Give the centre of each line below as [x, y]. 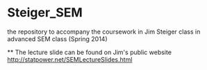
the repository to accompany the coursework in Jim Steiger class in [104, 32]
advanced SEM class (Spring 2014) [57, 38]
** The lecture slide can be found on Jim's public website [90, 52]
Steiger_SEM [45, 13]
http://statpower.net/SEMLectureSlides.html [70, 59]
